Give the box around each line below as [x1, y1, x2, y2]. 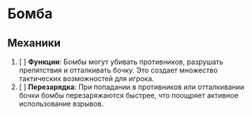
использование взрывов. [18, 99, 104, 108]
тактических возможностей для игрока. [18, 74, 155, 83]
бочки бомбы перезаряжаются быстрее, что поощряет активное [18, 91, 239, 99]
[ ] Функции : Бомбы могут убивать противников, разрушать [18, 57, 224, 66]
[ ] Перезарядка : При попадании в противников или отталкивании [18, 82, 245, 92]
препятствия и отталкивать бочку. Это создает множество [18, 65, 218, 75]
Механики [7, 36, 61, 50]
